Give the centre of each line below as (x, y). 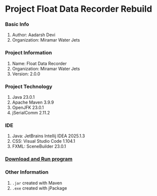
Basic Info (17, 24)
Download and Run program (39, 159)
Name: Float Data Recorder (39, 63)
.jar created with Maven (37, 183)
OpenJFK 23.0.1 (28, 108)
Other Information (27, 172)
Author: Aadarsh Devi (34, 35)
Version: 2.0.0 (26, 74)
